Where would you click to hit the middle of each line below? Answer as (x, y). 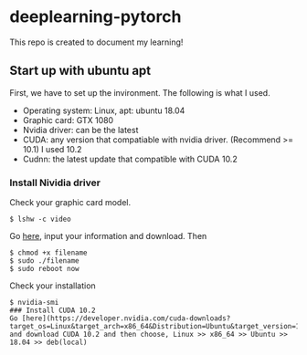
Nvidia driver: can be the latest (80, 130)
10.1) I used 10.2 (52, 149)
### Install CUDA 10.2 (53, 311)
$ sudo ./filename (44, 261)
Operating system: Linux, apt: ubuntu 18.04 (104, 110)
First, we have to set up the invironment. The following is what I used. (140, 92)
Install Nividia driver (55, 183)
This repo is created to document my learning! (96, 42)
